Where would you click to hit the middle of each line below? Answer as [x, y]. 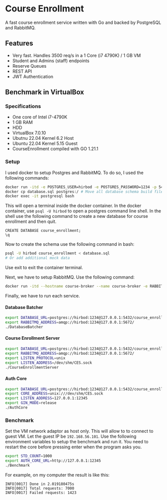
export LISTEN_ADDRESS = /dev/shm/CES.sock [49, 363]
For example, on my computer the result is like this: [57, 475]
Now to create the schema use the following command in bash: [70, 244]
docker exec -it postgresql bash [40, 196]
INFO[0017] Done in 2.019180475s [40, 484]
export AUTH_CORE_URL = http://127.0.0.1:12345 [53, 461]
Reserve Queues [29, 66]
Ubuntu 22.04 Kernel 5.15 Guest [45, 144]
